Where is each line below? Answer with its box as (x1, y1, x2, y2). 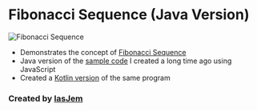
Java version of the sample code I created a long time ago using (19, 56, 232, 65)
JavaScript (19, 64, 56, 73)
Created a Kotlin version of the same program (19, 73, 171, 82)
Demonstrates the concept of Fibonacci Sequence (19, 47, 187, 57)
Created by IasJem (8, 93, 83, 104)
